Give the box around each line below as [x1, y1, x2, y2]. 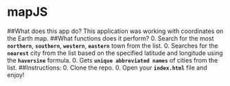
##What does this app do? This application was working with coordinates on [7, 27, 224, 35]
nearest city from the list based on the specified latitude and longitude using [7, 49, 223, 57]
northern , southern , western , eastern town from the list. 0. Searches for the [7, 41, 218, 50]
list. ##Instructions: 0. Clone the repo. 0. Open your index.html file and [7, 63, 207, 72]
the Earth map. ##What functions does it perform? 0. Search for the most [7, 34, 214, 42]
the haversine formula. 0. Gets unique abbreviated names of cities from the [7, 56, 218, 64]
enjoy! [7, 70, 25, 79]
